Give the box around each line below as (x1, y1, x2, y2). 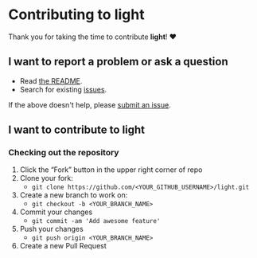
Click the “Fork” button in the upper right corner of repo (19, 165, 203, 174)
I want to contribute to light (8, 123, 146, 137)
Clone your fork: (19, 174, 74, 183)
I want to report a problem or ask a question (8, 55, 228, 68)
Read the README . (19, 76, 83, 85)
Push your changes (19, 225, 84, 234)
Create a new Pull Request (19, 241, 107, 251)
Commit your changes (19, 207, 93, 217)
